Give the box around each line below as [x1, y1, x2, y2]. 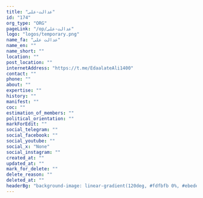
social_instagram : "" [6, 149, 61, 155]
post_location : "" [6, 59, 53, 65]
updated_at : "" [6, 161, 45, 167]
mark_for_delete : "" [6, 166, 59, 172]
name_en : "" [6, 43, 36, 49]
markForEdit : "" [6, 121, 47, 127]
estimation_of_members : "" [6, 110, 74, 116]
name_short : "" [6, 48, 45, 54]
